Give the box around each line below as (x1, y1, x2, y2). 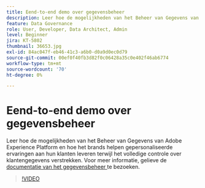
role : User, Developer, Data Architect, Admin (6, 26, 128, 33)
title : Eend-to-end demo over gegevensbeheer (6, 9, 125, 15)
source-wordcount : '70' (6, 66, 68, 72)
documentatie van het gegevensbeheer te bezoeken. (6, 163, 140, 171)
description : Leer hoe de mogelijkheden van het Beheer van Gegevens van (6, 15, 199, 21)
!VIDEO (21, 175, 40, 182)
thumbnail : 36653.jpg (6, 44, 62, 50)
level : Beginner (6, 32, 48, 38)
